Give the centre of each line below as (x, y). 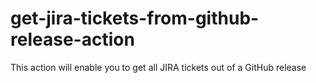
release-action (72, 39)
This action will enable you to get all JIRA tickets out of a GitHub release (158, 67)
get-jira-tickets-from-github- (135, 18)
